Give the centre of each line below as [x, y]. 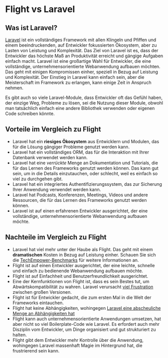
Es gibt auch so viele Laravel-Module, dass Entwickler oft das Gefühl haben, [84, 97]
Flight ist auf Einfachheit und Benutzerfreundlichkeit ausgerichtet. [80, 276]
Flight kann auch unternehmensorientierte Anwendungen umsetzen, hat [87, 319]
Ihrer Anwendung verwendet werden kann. [57, 189]
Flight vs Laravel [40, 9]
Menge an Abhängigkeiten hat [44, 313]
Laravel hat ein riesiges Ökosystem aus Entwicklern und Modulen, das [86, 141]
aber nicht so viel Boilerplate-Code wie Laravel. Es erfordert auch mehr [86, 324]
